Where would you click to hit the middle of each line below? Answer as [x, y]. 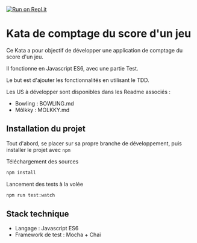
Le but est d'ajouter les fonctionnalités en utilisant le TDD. [78, 80]
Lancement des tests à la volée [45, 184]
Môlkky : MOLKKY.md [42, 110]
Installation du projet [46, 129]
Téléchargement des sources [42, 161]
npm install [21, 172]
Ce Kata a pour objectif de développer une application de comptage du [95, 50]
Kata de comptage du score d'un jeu [99, 34]
